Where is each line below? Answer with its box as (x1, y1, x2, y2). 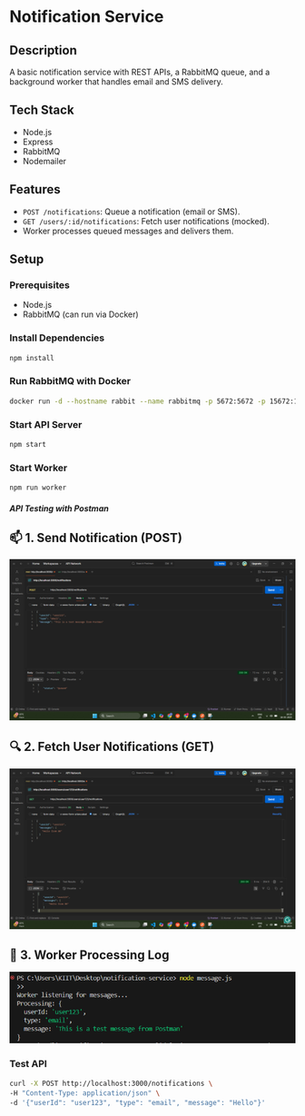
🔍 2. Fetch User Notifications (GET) (9, 739, 215, 755)
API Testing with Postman (9, 502, 109, 514)
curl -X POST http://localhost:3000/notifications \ (9, 1079, 213, 1089)
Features (9, 182, 61, 197)
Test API (9, 1058, 47, 1071)
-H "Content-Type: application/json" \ (9, 1089, 161, 1098)
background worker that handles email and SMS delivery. (9, 76, 224, 87)
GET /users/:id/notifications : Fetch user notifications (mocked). (22, 215, 270, 226)
